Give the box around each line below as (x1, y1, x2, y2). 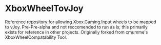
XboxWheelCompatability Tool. (5, 34, 67, 40)
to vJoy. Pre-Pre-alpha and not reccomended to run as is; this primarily (5, 24, 148, 30)
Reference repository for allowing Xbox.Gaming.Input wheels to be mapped (5, 19, 157, 25)
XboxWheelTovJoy (5, 3, 84, 14)
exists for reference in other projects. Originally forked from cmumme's (5, 29, 148, 35)
